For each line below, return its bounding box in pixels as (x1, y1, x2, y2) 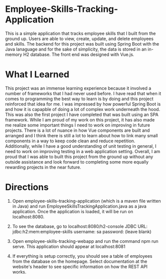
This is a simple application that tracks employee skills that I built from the (5, 30, 156, 36)
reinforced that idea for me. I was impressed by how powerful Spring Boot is (5, 101, 161, 107)
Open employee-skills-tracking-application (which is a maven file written (12, 198, 161, 204)
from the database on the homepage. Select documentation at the (12, 258, 148, 264)
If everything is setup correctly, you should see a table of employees (12, 253, 153, 259)
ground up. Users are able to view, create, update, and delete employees (5, 36, 154, 42)
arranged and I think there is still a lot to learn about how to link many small (5, 132, 158, 138)
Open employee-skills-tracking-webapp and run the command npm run (12, 238, 159, 244)
